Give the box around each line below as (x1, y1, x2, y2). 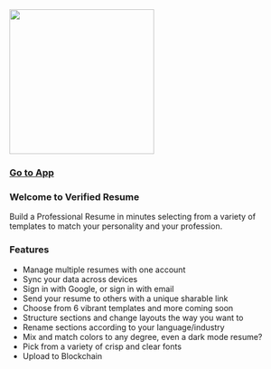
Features (9, 243, 50, 256)
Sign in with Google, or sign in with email (22, 283, 174, 294)
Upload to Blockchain (22, 350, 102, 361)
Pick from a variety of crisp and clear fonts (22, 341, 182, 352)
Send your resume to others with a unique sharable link (22, 293, 229, 304)
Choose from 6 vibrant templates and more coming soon (22, 302, 234, 313)
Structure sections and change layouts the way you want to (22, 312, 244, 323)
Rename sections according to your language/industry (22, 321, 225, 333)
